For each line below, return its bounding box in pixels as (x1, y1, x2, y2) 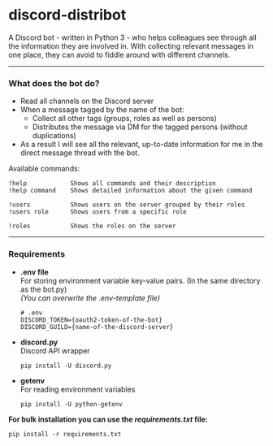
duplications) (32, 131, 76, 141)
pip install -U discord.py (19, 362, 112, 370)
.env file (19, 266, 49, 277)
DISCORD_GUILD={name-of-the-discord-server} (19, 323, 174, 331)
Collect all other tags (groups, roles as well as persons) (32, 114, 217, 123)
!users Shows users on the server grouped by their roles (8, 201, 245, 209)
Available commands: (8, 164, 80, 174)
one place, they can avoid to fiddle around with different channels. (8, 50, 231, 59)
